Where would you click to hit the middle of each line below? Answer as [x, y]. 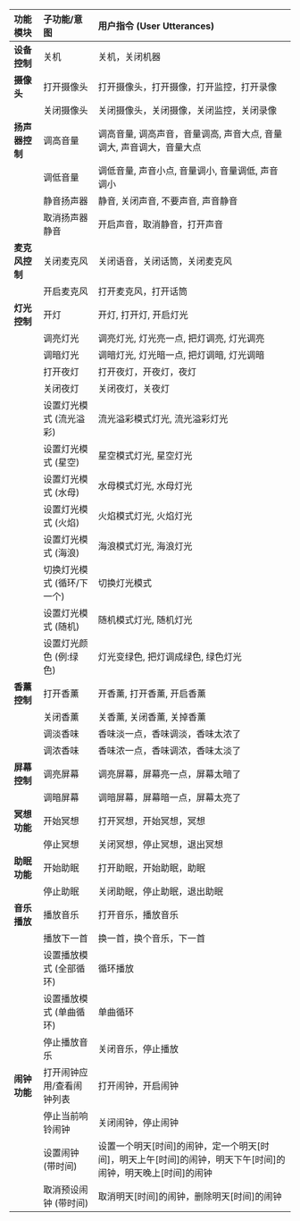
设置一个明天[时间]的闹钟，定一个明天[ [179, 1146]
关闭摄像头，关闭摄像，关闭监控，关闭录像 [187, 110]
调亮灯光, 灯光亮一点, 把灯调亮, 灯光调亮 [181, 338]
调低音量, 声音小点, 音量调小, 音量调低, [178, 171]
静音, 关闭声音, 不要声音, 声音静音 [168, 201]
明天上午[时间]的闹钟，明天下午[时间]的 [202, 1159]
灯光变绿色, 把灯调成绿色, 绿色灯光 [170, 657]
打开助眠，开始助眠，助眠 [152, 868]
